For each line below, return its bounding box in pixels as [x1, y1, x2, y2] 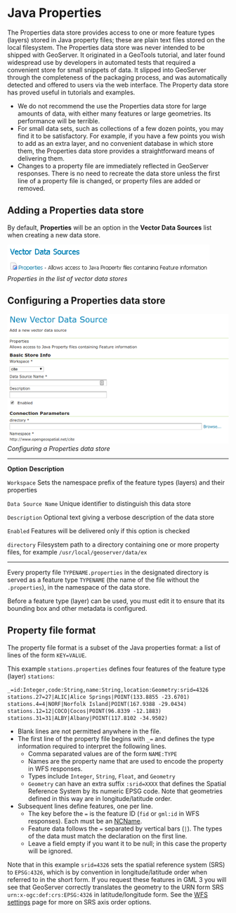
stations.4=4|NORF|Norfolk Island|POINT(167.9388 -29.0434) [7, 700, 188, 707]
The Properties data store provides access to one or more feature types [7, 28, 216, 37]
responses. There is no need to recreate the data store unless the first [17, 169, 221, 178]
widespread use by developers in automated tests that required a [7, 58, 196, 66]
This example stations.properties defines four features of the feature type [7, 664, 226, 673]
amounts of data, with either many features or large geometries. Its [17, 109, 211, 118]
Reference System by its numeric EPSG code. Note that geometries [27, 787, 223, 795]
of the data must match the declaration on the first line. [27, 831, 188, 840]
